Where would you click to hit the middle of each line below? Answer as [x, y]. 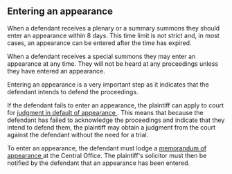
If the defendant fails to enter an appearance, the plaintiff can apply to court [115, 105]
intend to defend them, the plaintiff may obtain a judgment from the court [111, 127]
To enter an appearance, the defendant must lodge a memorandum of [107, 148]
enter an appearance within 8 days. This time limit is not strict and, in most [113, 35]
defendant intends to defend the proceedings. [73, 92]
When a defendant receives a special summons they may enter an [101, 56]
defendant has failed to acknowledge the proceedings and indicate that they [116, 120]
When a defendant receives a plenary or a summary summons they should [114, 28]
